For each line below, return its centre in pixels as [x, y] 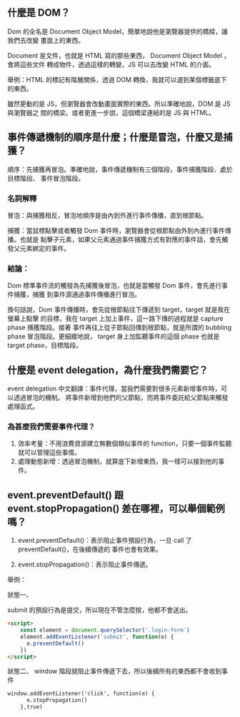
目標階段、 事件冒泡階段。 [46, 178]
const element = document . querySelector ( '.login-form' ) [105, 631]
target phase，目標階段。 [45, 346]
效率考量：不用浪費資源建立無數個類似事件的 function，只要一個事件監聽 [125, 443]
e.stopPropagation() [57, 701]
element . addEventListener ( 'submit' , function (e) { [97, 637]
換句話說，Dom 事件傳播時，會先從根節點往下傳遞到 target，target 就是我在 [119, 310]
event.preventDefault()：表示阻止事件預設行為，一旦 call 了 [105, 541]
